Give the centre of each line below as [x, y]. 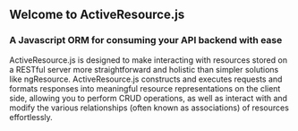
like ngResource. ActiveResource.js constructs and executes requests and [146, 79]
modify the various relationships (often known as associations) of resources [149, 108]
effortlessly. [31, 117]
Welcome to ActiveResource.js [97, 15]
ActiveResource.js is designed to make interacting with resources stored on [149, 60]
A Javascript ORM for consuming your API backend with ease [146, 40]
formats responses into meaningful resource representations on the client [145, 88]
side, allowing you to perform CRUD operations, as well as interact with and [149, 98]
